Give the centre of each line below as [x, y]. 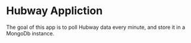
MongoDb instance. [30, 33]
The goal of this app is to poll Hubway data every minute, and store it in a [96, 27]
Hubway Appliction [54, 11]
